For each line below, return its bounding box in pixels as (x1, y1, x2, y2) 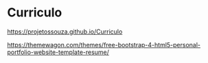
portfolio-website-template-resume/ (7, 48, 110, 56)
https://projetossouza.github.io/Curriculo (7, 27, 123, 36)
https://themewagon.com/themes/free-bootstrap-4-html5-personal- (7, 40, 201, 49)
